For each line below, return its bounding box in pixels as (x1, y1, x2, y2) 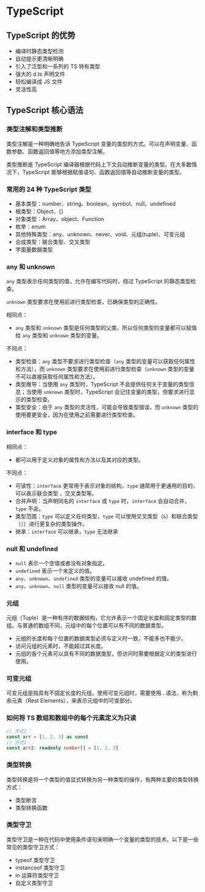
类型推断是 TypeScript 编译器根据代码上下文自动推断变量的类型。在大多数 (6, 161, 192, 168)
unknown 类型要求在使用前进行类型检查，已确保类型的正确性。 (6, 298, 161, 306)
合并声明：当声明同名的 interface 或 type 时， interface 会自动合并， (15, 497, 190, 504)
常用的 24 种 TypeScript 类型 (6, 185, 92, 194)
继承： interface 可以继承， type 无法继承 (15, 528, 118, 535)
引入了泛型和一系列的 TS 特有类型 (15, 63, 101, 70)
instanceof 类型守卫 (15, 864, 65, 871)
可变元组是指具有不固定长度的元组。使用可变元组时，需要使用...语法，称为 (6, 689, 193, 697)
